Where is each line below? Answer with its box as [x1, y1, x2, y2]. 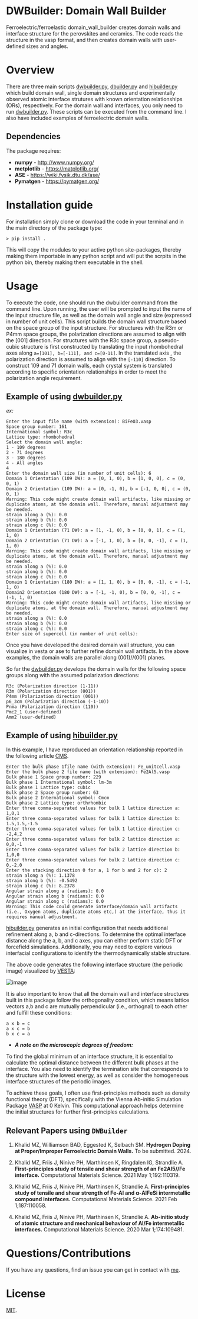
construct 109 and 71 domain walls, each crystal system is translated [6, 362, 173, 369]
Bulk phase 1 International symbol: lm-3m [6, 780, 112, 786]
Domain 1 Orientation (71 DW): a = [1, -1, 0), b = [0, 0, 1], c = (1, [6, 527, 186, 533]
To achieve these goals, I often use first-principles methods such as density [6, 1089, 190, 1096]
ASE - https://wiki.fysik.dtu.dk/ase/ [14, 171, 100, 178]
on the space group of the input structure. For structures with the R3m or [6, 324, 183, 331]
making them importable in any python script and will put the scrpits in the [6, 252, 187, 259]
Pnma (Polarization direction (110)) [6, 704, 99, 710]
